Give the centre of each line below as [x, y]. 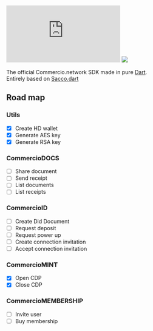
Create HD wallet [36, 128]
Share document [36, 171]
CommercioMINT [32, 265]
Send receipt [31, 178]
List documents [34, 185]
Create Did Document [42, 221]
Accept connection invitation [51, 248]
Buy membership [36, 321]
